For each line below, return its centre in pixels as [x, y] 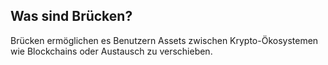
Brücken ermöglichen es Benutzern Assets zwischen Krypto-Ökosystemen [164, 40]
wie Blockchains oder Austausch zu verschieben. [111, 51]
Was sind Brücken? [71, 16]
